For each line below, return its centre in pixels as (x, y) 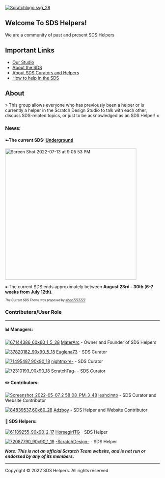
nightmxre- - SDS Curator (77, 361)
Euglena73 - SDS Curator (82, 352)
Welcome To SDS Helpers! (46, 23)
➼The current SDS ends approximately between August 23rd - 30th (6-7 (79, 286)
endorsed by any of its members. (40, 456)
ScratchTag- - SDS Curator (78, 371)
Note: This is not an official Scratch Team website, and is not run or (75, 451)
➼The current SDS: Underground (39, 140)
